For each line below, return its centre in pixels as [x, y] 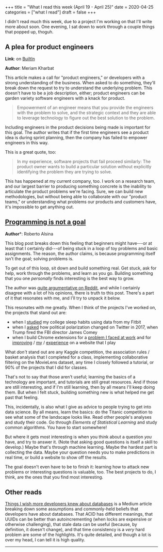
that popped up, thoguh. [29, 32]
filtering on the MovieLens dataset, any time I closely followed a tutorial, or [80, 362]
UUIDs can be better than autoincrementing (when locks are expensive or [78, 519]
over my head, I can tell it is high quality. [45, 540]
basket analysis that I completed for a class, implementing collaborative [76, 357]
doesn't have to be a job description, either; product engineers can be [75, 93]
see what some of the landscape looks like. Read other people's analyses [78, 417]
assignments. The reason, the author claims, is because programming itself [80, 253]
